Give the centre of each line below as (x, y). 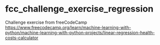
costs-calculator (22, 38)
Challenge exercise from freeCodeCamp (46, 22)
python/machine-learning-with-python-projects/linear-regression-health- (80, 32)
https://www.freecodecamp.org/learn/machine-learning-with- (68, 27)
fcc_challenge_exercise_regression (79, 9)
